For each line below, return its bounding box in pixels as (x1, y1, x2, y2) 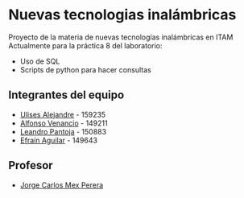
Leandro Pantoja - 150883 (19, 126, 107, 136)
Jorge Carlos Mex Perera (19, 179, 104, 190)
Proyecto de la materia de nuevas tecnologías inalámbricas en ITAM (8, 32, 234, 42)
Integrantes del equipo (8, 89, 125, 102)
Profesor (8, 159, 54, 172)
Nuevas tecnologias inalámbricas (8, 6, 237, 24)
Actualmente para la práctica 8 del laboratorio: (8, 40, 163, 50)
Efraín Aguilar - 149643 (19, 135, 98, 145)
